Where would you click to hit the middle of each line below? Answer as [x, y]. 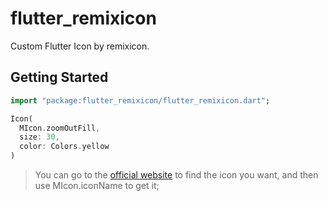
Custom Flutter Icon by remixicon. [80, 46]
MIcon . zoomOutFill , [60, 128]
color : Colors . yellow [64, 147]
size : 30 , [39, 137]
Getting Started [59, 77]
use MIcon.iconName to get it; [97, 185]
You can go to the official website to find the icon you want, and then [176, 175]
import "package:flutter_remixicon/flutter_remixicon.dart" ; [140, 100]
